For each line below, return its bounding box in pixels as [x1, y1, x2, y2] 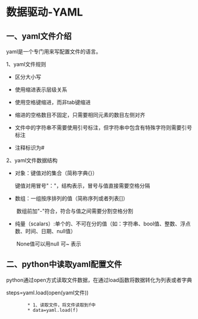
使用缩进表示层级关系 [14, 86, 67, 93]
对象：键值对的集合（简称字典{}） [14, 169, 98, 176]
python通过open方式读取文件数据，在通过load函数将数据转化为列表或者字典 [6, 276, 192, 283]
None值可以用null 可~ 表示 [16, 240, 81, 247]
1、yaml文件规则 [6, 61, 46, 67]
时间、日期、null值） [25, 228, 76, 234]
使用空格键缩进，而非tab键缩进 [14, 99, 91, 106]
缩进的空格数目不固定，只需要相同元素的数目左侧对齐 [14, 112, 146, 118]
